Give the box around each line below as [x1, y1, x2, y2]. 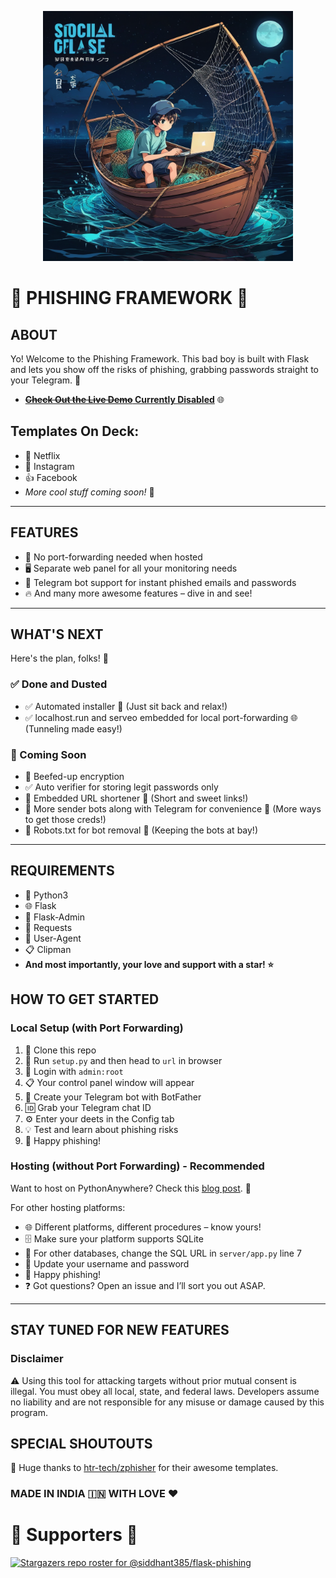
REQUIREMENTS [10, 862, 115, 880]
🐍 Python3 [24, 889, 69, 901]
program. [10, 1406, 49, 1418]
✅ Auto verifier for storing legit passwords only [24, 781, 219, 793]
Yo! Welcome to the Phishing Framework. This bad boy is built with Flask [10, 353, 310, 365]
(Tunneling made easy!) [24, 722, 123, 735]
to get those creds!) [24, 814, 107, 826]
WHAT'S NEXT [10, 626, 104, 643]
